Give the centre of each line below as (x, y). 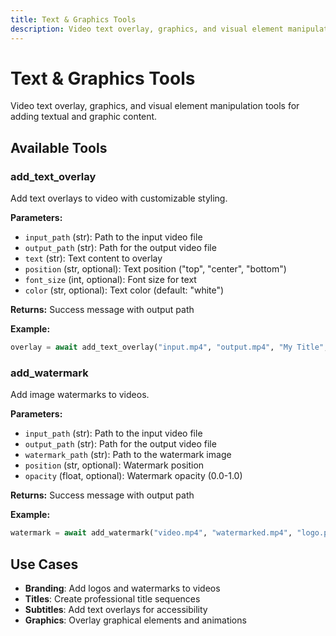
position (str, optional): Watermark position (114, 465)
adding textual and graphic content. (84, 117)
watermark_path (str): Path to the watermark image (128, 455)
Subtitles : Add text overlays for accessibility (116, 609)
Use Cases (44, 564)
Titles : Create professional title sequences (112, 598)
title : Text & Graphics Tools (73, 19)
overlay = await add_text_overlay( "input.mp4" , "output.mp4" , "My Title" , (169, 347)
